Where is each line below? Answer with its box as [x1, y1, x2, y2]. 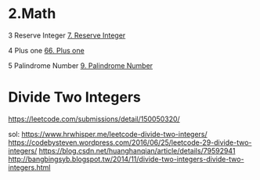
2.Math [8, 5, 56, 23]
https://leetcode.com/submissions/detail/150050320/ [8, 114, 180, 124]
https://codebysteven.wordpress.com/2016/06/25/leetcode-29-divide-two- [8, 138, 252, 147]
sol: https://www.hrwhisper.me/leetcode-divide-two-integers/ [8, 129, 208, 139]
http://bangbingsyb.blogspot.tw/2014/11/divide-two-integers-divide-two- [8, 154, 244, 164]
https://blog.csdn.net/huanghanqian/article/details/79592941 [38, 146, 236, 155]
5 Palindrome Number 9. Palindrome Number [8, 60, 153, 70]
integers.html [8, 162, 51, 172]
